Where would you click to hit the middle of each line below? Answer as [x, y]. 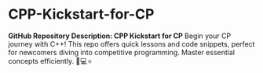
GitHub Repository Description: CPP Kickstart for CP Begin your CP [120, 36]
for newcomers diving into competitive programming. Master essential [122, 52]
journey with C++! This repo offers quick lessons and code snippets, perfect [131, 43]
